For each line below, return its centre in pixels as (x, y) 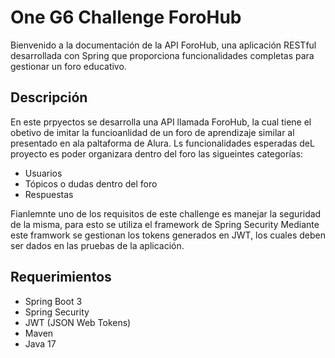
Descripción (49, 97)
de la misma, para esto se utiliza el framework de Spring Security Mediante (165, 224)
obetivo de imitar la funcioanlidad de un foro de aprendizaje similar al (152, 132)
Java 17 (40, 343)
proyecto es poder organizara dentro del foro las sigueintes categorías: (157, 153)
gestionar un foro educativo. (68, 66)
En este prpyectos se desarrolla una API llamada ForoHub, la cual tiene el (161, 122)
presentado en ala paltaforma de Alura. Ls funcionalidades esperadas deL (162, 143)
